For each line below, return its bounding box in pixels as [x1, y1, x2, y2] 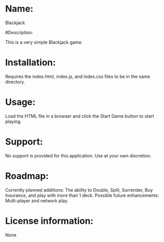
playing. [5, 118, 22, 124]
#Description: [5, 29, 34, 35]
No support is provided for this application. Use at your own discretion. [5, 152, 152, 158]
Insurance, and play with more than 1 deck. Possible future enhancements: [5, 192, 159, 198]
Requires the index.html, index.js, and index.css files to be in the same [5, 73, 150, 79]
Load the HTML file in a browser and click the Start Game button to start [5, 113, 154, 119]
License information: [5, 215, 94, 226]
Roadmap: [5, 170, 49, 182]
